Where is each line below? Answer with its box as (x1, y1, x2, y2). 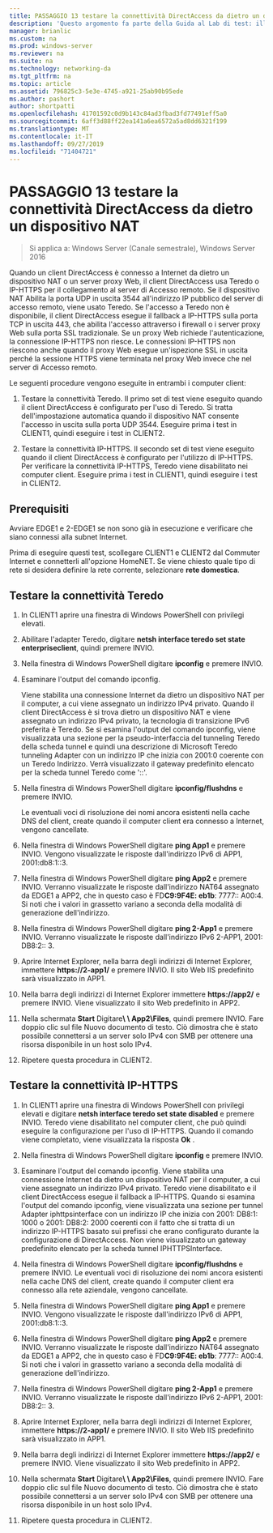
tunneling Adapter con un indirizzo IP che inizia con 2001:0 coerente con (20, 750, 264, 760)
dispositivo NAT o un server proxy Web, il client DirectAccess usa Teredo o (9, 276, 260, 286)
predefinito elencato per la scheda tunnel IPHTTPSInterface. (20, 1243, 223, 1253)
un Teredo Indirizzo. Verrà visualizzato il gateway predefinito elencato (20, 758, 254, 768)
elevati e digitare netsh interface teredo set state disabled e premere (20, 1108, 254, 1118)
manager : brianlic (9, 27, 71, 35)
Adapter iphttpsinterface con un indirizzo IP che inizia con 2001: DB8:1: (20, 1209, 258, 1219)
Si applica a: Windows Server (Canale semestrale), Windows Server (28, 244, 256, 254)
